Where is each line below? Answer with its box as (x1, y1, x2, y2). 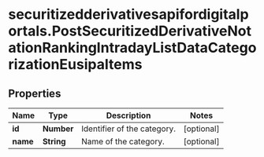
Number (42, 123, 74, 134)
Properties (8, 86, 61, 100)
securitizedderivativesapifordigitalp (8, 5, 250, 24)
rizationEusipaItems (8, 56, 143, 74)
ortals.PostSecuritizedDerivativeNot (8, 22, 252, 40)
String (42, 136, 66, 147)
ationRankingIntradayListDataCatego (8, 39, 257, 57)
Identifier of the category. (81, 123, 176, 134)
